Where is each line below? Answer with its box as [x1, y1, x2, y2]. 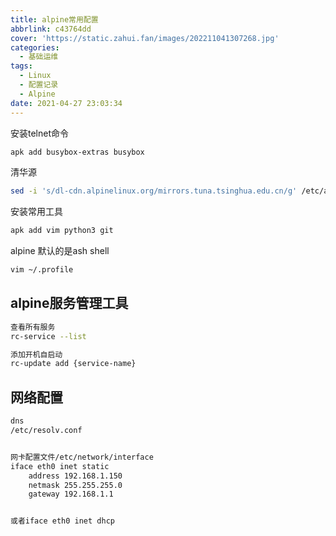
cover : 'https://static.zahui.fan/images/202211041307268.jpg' [10, 33, 280, 43]
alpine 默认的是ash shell [10, 245, 110, 257]
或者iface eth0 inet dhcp [10, 516, 115, 526]
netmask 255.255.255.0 [28, 480, 123, 490]
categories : [10, 42, 60, 53]
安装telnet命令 [10, 127, 70, 139]
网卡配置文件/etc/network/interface [10, 452, 154, 462]
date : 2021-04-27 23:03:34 [10, 98, 123, 108]
